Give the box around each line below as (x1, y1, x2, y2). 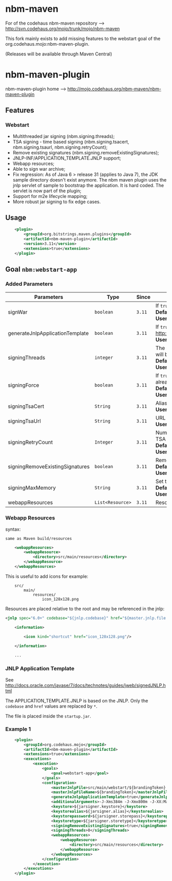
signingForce (8, 382, 39, 389)
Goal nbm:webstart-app (5, 265, 77, 274)
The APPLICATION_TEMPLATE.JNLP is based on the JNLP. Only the (5, 697, 148, 704)
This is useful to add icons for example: (5, 573, 89, 579)
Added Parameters (5, 280, 53, 287)
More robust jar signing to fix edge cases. (12, 198, 101, 205)
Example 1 (5, 726, 31, 733)
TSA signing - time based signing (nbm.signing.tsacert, (12, 138, 130, 145)
